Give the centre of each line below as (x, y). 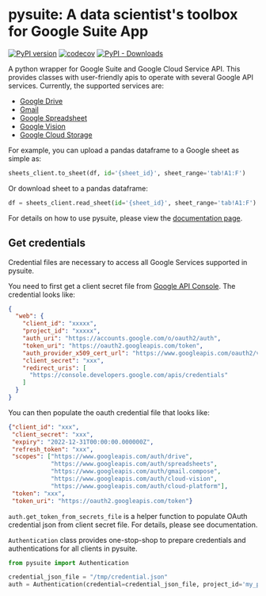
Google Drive (41, 101)
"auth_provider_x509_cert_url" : (76, 353)
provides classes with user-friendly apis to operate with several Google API (131, 77)
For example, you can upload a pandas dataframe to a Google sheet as (124, 150)
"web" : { (30, 316)
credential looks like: (42, 294)
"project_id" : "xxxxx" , (62, 331)
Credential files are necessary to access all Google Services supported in (128, 262)
